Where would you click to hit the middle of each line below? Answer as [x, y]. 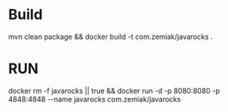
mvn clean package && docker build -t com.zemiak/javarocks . [110, 37]
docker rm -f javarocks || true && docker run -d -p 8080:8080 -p [114, 91]
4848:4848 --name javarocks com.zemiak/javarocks [95, 99]
